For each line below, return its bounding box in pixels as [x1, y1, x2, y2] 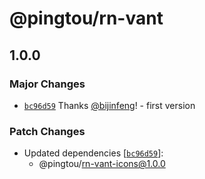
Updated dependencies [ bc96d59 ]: [23, 147, 164, 159]
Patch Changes [9, 124, 86, 138]
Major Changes [9, 77, 86, 91]
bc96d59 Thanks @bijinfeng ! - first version [23, 99, 196, 111]
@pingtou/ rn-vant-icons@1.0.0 [38, 158, 166, 170]
